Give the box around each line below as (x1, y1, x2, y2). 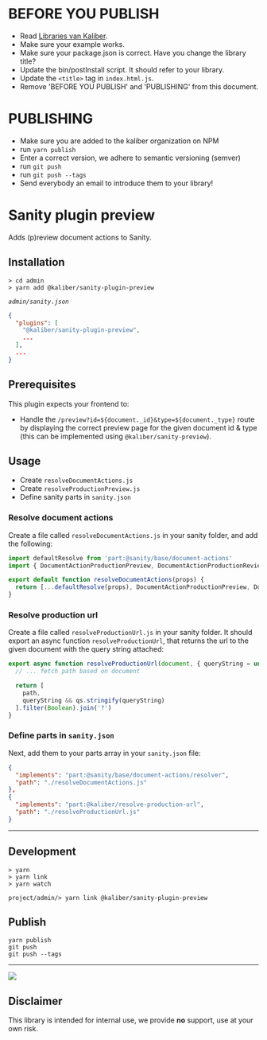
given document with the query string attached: (8, 645, 164, 654)
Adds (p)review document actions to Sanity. (8, 232, 152, 242)
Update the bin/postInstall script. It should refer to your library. (19, 64, 225, 74)
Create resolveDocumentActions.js (19, 475, 133, 485)
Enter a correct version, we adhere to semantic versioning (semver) (19, 153, 241, 162)
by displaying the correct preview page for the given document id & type (19, 423, 257, 432)
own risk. (8, 1024, 38, 1034)
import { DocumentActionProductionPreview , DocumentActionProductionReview (8, 562, 265, 570)
